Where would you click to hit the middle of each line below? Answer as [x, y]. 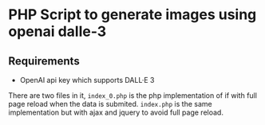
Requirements [44, 61]
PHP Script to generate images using [132, 15]
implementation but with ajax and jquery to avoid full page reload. [116, 112]
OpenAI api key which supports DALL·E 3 [87, 80]
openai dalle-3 [57, 31]
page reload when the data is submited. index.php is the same [111, 104]
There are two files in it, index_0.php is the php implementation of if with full [133, 96]
